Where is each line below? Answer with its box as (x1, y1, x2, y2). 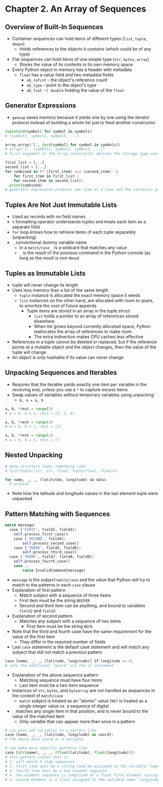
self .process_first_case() (14, 531, 68, 536)
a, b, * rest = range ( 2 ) (5, 433, 53, 438)
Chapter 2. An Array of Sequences (5, 3, 147, 15)
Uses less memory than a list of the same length (12, 287, 109, 293)
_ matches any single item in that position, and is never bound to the (12, 708, 148, 714)
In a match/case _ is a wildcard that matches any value (19, 245, 127, 251)
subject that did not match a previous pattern (12, 649, 102, 655)
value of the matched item (12, 713, 65, 719)
